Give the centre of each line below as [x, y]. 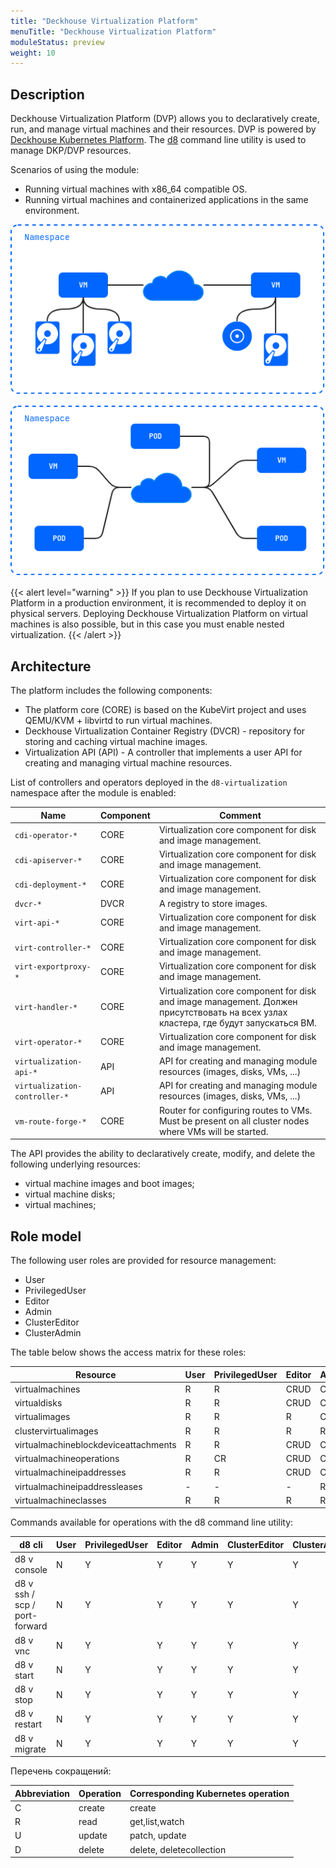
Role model [46, 1236]
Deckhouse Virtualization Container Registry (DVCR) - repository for [165, 731]
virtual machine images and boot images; [109, 1184]
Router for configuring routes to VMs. [235, 1110]
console [31, 1569]
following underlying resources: [75, 1164]
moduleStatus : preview [57, 42]
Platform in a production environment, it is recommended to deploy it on [158, 603]
